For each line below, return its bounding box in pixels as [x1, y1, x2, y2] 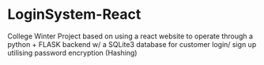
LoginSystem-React [7, 5, 141, 23]
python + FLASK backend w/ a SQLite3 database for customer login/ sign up [7, 39, 257, 49]
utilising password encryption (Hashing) [7, 48, 138, 57]
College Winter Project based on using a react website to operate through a [7, 31, 254, 41]
